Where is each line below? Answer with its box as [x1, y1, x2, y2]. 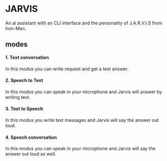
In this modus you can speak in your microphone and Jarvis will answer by [5, 89, 162, 95]
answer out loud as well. [5, 151, 57, 157]
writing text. [5, 94, 31, 100]
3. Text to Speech [5, 105, 43, 112]
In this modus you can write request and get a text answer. [5, 66, 129, 72]
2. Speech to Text [5, 77, 43, 84]
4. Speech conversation [5, 134, 57, 140]
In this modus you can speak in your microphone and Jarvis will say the [5, 146, 156, 152]
